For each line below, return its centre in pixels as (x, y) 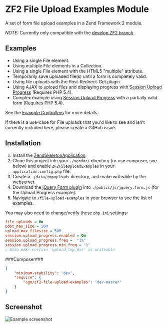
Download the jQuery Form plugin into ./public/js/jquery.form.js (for (85, 187)
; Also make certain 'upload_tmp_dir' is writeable (60, 250)
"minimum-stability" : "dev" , (44, 273)
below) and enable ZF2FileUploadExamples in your (63, 166)
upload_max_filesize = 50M (33, 231)
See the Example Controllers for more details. (52, 112)
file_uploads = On (24, 222)
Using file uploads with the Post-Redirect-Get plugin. (67, 81)
